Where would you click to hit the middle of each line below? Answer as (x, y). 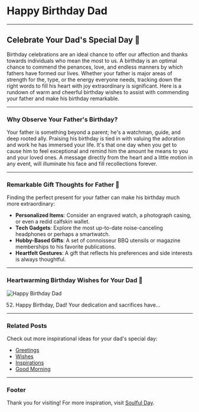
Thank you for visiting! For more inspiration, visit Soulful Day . (81, 403)
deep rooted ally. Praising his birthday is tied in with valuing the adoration (96, 139)
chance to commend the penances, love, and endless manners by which (95, 67)
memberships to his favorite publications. (66, 247)
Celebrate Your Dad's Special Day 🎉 (74, 40)
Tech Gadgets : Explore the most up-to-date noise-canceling (89, 228)
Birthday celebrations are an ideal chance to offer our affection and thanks (97, 54)
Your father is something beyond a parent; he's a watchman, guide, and (94, 132)
